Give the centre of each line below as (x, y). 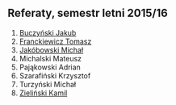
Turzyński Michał (48, 84)
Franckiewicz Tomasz (55, 41)
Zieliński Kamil (43, 93)
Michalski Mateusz (50, 58)
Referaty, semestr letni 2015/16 (88, 13)
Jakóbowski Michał (51, 50)
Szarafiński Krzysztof (55, 75)
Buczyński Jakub (48, 32)
